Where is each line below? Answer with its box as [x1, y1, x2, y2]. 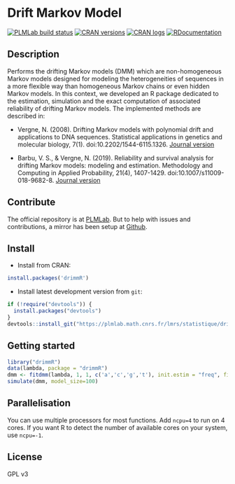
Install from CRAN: [17, 261, 71, 270]
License [7, 451, 43, 463]
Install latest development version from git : [17, 287, 143, 296]
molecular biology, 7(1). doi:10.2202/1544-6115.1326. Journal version [17, 140, 215, 148]
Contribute [7, 196, 56, 208]
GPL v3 [7, 469, 29, 478]
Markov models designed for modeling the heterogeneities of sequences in [7, 74, 224, 83]
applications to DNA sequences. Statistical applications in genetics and [17, 132, 222, 141]
